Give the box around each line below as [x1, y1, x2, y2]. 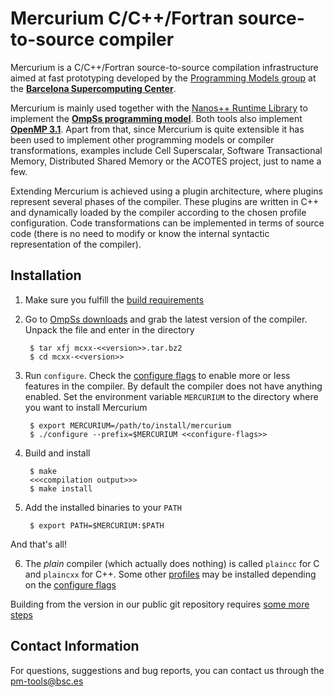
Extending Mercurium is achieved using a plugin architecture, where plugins [10, 185, 323, 197]
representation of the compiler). [10, 238, 142, 250]
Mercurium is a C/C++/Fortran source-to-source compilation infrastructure [10, 61, 319, 73]
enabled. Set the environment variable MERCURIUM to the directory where [24, 390, 319, 402]
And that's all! [10, 538, 67, 550]
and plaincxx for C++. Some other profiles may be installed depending [24, 568, 317, 580]
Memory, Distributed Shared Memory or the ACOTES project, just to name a [10, 155, 322, 167]
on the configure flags [24, 578, 117, 591]
